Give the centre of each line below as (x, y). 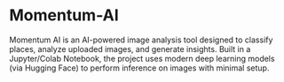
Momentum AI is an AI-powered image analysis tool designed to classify (141, 40)
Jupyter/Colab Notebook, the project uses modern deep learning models (142, 58)
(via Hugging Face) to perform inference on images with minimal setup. (139, 68)
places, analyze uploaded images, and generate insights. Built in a (130, 48)
